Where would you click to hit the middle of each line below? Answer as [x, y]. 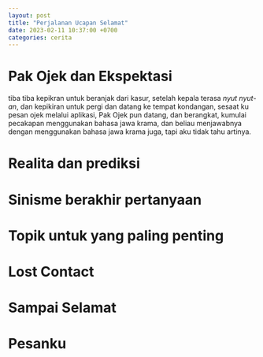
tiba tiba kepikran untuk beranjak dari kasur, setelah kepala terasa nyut [123, 99]
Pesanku [37, 344]
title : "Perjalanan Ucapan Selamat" [68, 23]
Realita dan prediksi [74, 164]
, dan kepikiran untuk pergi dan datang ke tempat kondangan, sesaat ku [133, 106]
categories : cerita [40, 37]
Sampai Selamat [62, 308]
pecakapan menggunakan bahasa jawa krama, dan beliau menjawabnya [125, 124]
